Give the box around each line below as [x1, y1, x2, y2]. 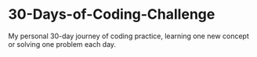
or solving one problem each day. [8, 39, 116, 48]
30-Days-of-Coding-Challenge [8, 5, 215, 23]
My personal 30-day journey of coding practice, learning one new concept [8, 31, 249, 41]
